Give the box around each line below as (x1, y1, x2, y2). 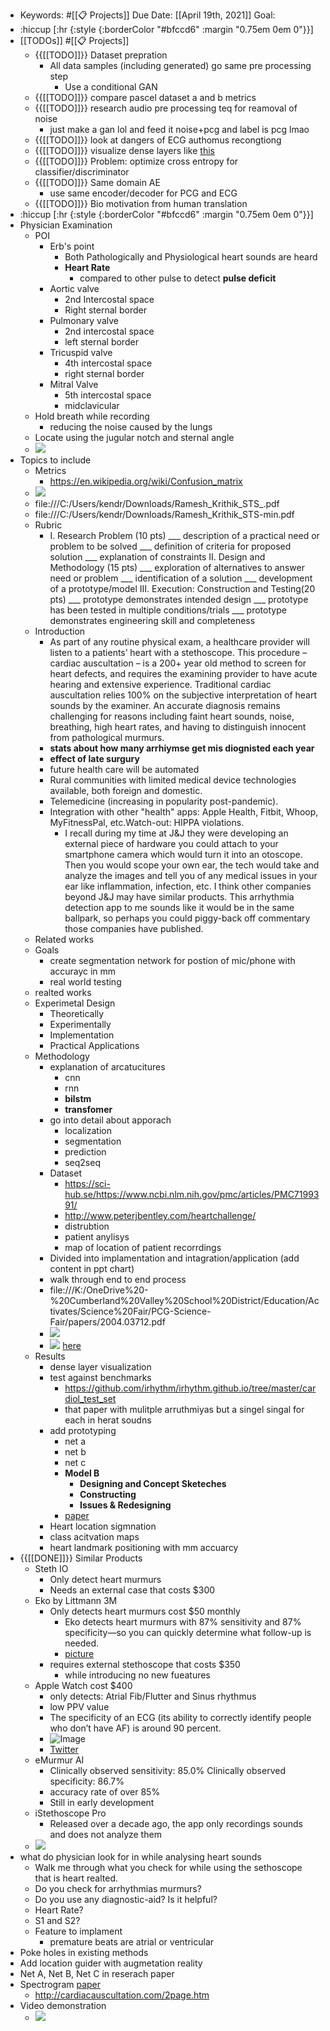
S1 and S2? (34, 1915, 81, 1926)
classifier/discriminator (34, 166, 130, 178)
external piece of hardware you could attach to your (64, 838, 279, 849)
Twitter (49, 1744, 79, 1755)
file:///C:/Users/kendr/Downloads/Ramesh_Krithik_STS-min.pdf (34, 509, 295, 520)
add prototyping (49, 1425, 117, 1436)
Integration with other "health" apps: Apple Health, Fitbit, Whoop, (49, 806, 319, 818)
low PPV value (49, 1701, 110, 1713)
